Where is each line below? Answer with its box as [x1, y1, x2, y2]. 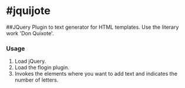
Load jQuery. [14, 57, 46, 65]
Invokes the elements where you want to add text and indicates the [14, 70, 178, 77]
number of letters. [14, 76, 59, 83]
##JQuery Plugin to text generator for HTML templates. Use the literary [6, 23, 179, 31]
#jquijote [6, 4, 51, 18]
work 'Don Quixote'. [6, 29, 54, 36]
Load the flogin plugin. [14, 64, 70, 71]
